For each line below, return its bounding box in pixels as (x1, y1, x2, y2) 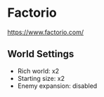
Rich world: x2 (17, 66, 60, 75)
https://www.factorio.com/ (7, 28, 84, 36)
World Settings (7, 48, 74, 60)
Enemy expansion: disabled (17, 82, 98, 90)
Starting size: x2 (17, 74, 65, 82)
